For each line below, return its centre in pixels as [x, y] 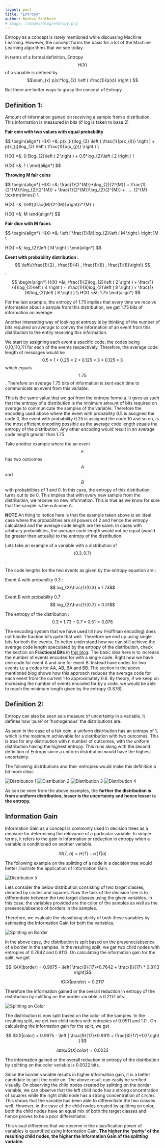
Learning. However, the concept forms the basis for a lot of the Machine [78, 43]
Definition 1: [24, 105]
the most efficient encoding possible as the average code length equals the [82, 424]
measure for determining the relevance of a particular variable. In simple [78, 833]
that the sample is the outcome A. [39, 506]
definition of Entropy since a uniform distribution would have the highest [78, 751]
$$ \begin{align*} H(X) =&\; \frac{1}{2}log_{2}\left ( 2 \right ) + [74, 282]
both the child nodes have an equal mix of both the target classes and [76, 1111]
